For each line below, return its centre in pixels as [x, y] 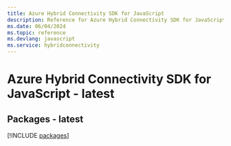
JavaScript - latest [61, 94]
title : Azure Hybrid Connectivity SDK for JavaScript [86, 13]
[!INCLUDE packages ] [38, 135]
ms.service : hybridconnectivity [53, 45]
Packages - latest [45, 119]
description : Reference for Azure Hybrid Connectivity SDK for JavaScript [117, 20]
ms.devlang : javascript [41, 39]
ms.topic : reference [37, 33]
